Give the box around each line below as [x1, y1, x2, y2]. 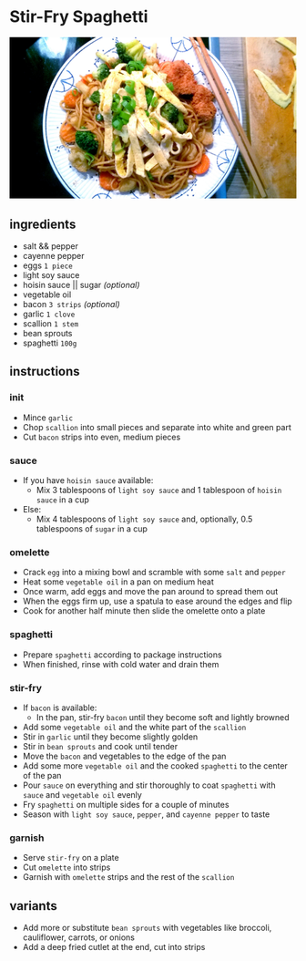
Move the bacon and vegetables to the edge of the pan [22, 750, 227, 761]
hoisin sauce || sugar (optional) [22, 280, 140, 291]
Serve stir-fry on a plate [22, 852, 120, 863]
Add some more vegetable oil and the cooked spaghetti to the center [22, 759, 289, 771]
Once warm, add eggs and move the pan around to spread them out [22, 586, 279, 597]
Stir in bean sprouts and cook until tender [22, 740, 178, 751]
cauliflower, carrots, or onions [22, 932, 135, 943]
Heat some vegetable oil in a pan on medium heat [22, 576, 214, 587]
